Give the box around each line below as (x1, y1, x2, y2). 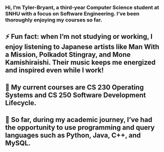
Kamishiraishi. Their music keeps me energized (5, 58, 156, 67)
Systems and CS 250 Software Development (5, 91, 146, 99)
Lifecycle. (5, 99, 36, 107)
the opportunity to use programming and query (5, 124, 155, 132)
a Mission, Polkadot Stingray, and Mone (5, 50, 131, 59)
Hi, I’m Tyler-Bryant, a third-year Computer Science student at (5, 4, 160, 11)
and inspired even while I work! (5, 66, 104, 75)
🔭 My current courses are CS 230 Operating (5, 83, 144, 91)
